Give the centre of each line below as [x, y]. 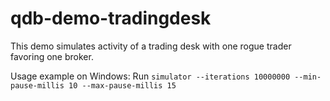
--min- [308, 77]
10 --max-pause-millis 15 [122, 85]
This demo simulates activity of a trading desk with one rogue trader [151, 46]
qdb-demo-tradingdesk [111, 18]
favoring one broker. [52, 56]
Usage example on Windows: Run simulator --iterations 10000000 [150, 76]
